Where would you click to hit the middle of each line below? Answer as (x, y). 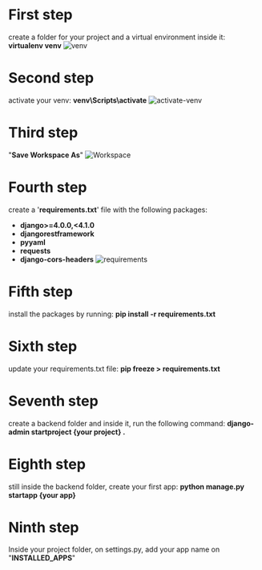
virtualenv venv (35, 45)
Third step (43, 133)
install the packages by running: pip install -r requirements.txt (112, 314)
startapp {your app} (42, 495)
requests (35, 250)
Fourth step (48, 187)
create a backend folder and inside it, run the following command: (117, 423)
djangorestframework (57, 234)
